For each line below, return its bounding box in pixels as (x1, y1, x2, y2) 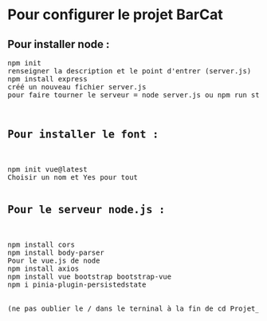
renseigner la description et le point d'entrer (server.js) (7, 66, 252, 75)
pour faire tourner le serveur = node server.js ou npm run (7, 90, 248, 99)
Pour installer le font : (7, 128, 159, 141)
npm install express (7, 74, 88, 83)
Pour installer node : (7, 38, 110, 51)
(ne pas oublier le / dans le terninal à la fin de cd (7, 303, 226, 313)
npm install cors (7, 240, 75, 249)
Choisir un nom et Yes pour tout (7, 172, 139, 181)
